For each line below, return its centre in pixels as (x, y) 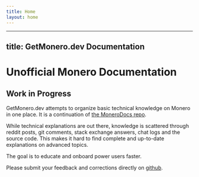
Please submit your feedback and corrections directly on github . (84, 168)
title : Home (21, 12)
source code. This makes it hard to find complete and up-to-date (85, 138)
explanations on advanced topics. (47, 144)
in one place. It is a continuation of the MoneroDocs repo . (76, 114)
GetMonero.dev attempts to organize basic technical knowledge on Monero (98, 108)
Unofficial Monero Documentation (92, 72)
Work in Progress (39, 94)
